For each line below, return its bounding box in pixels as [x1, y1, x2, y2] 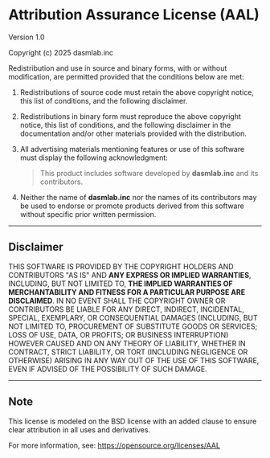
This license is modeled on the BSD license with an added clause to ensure [8, 416, 257, 426]
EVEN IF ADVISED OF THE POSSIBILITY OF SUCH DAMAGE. [8, 364, 207, 374]
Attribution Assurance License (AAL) [8, 6, 260, 24]
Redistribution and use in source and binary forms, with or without [8, 63, 227, 73]
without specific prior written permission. [19, 209, 157, 219]
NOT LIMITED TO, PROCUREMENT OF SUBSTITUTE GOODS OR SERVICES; [8, 321, 258, 331]
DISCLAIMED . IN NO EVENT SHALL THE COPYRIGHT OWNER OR [8, 296, 226, 305]
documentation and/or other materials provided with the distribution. [19, 129, 247, 138]
